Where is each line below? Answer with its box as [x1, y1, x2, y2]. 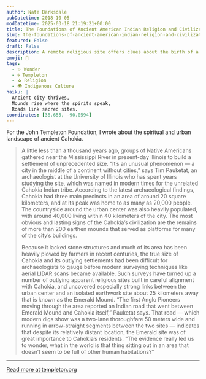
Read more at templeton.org [6, 366, 77, 373]
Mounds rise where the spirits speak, [12, 100, 112, 106]
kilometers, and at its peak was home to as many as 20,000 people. [21, 199, 193, 206]
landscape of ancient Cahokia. [6, 135, 83, 143]
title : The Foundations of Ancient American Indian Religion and [6, 26, 177, 33]
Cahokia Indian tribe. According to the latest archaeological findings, [21, 186, 195, 193]
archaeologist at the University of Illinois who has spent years [21, 173, 177, 181]
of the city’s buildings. [21, 232, 78, 240]
